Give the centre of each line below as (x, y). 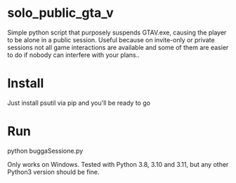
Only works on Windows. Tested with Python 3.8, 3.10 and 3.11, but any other (118, 164)
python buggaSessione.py (45, 151)
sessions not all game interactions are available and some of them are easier (118, 47)
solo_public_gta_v (60, 13)
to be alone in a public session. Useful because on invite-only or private (111, 39)
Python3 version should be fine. (53, 172)
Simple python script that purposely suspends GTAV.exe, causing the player (117, 32)
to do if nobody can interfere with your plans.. (73, 55)
